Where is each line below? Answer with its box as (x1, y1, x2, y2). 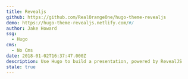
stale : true (6, 64, 36, 70)
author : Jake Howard (6, 25, 58, 31)
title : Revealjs (6, 8, 46, 15)
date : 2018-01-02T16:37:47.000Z (6, 53, 86, 59)
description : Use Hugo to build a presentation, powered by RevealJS (6, 58, 183, 64)
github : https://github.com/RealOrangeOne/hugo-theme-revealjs (6, 14, 167, 20)
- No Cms (11, 48, 33, 53)
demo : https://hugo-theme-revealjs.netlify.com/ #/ (6, 20, 134, 26)
